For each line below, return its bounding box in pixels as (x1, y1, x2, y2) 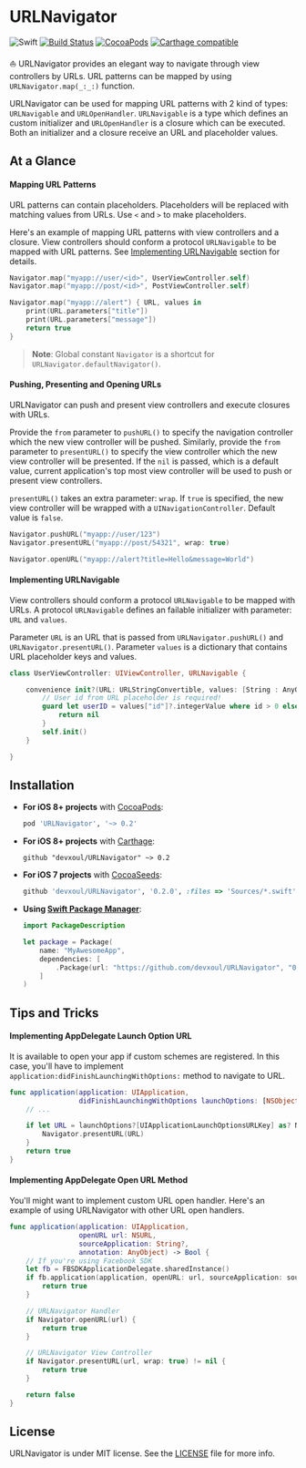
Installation (9, 777, 75, 793)
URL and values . (9, 613, 68, 625)
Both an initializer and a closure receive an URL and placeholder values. (9, 127, 279, 138)
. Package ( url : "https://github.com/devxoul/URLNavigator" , (56, 963, 285, 972)
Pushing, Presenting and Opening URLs (9, 379, 162, 390)
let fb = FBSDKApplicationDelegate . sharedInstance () (25, 1265, 230, 1274)
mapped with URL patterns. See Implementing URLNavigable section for (9, 246, 280, 257)
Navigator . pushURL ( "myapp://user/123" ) (9, 529, 161, 539)
